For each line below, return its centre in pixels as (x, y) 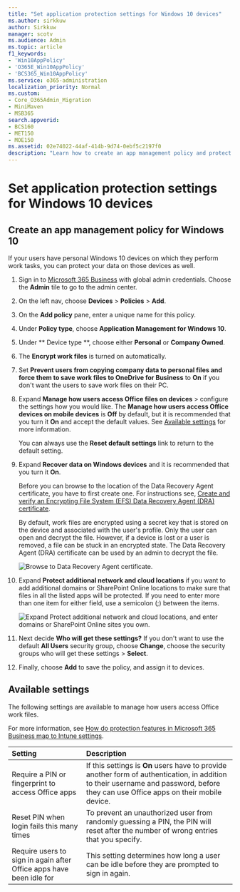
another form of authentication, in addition (156, 774)
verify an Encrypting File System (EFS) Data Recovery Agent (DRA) (116, 501)
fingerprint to (34, 783)
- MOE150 (21, 140)
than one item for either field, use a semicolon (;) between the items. (119, 603)
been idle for (33, 878)
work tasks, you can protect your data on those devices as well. (101, 266)
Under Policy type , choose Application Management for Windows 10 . (122, 328)
